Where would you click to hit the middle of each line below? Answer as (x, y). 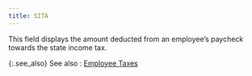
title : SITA (28, 16)
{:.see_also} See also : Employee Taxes (73, 63)
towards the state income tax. (58, 47)
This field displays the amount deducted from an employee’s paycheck (126, 39)
